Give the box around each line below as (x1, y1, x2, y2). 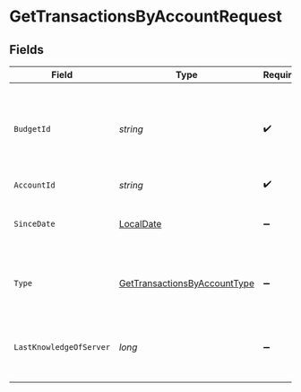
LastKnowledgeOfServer (13, 343, 110, 352)
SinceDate (13, 219, 56, 229)
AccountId (13, 179, 56, 190)
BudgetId (13, 124, 51, 134)
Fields (9, 42, 45, 57)
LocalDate (118, 218, 162, 230)
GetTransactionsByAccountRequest (9, 6, 282, 27)
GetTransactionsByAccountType (118, 277, 255, 289)
